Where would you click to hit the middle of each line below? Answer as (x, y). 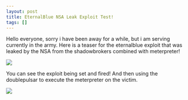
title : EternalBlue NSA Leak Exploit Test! (60, 17)
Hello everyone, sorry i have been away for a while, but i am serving (88, 39)
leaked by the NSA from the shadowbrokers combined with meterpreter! (93, 51)
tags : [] (17, 22)
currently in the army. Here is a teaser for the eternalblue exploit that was (94, 45)
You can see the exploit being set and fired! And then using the (82, 74)
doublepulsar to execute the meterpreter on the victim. (72, 80)
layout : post (22, 11)
